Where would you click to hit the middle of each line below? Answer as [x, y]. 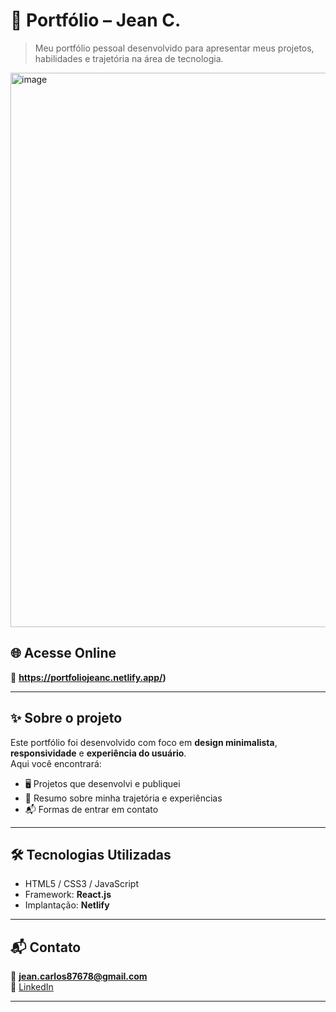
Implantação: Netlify [67, 905]
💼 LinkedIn [32, 987]
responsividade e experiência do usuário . [98, 753]
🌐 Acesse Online [63, 653]
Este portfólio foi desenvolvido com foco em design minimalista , [144, 742]
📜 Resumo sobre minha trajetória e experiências [123, 798]
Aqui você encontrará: [56, 763]
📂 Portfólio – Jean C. [96, 20]
